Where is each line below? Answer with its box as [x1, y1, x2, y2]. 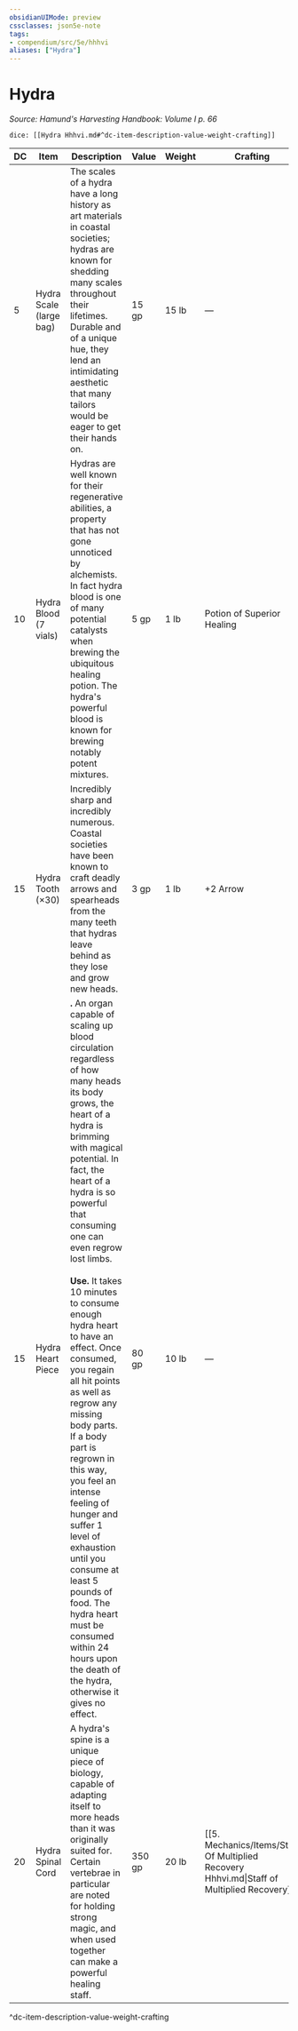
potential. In [69, 1152, 120, 1165]
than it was [69, 1822, 115, 1835]
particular [69, 1878, 111, 1891]
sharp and [69, 794, 113, 807]
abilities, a [69, 502, 113, 514]
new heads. [69, 983, 118, 995]
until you [69, 1552, 106, 1565]
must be [69, 1619, 105, 1631]
